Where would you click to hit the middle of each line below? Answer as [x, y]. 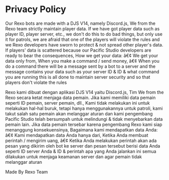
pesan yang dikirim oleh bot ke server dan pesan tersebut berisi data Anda [83, 146]
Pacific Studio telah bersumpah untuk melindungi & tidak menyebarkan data [84, 119]
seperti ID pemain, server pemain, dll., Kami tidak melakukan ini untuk [78, 103]
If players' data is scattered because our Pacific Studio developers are [78, 50]
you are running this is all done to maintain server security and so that [78, 77]
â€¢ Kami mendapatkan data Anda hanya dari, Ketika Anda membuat [77, 135]
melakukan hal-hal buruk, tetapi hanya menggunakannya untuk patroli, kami [84, 108]
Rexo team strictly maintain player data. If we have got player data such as [82, 28]
